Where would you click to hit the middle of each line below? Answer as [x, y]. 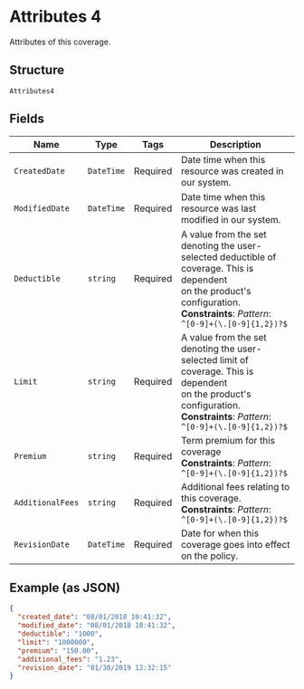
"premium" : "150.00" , [58, 651]
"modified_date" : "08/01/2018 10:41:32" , [97, 626]
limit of [234, 359]
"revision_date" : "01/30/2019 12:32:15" [95, 667]
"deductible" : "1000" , [60, 634]
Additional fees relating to [235, 486]
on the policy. [209, 556]
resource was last [218, 208]
